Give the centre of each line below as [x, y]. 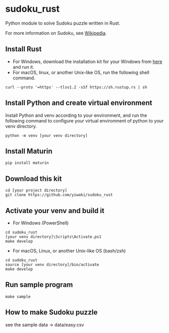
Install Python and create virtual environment [79, 103]
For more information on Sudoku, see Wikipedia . [56, 33]
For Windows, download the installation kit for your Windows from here [87, 61]
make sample [18, 297]
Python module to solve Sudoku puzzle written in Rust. [63, 23]
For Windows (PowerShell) [41, 223]
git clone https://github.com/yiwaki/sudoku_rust [59, 195]
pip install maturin [27, 163]
